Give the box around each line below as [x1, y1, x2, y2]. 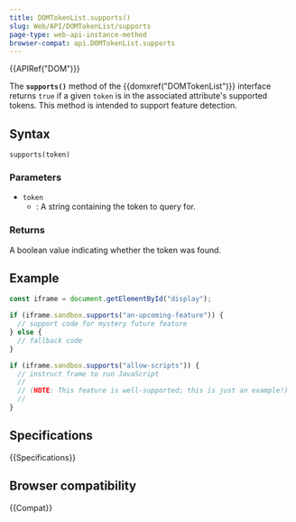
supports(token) [9, 150, 70, 159]
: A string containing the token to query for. [35, 201, 196, 213]
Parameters [9, 171, 61, 184]
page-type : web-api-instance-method [9, 30, 147, 39]
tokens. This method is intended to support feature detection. [9, 100, 237, 111]
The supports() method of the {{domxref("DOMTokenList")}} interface [9, 81, 272, 91]
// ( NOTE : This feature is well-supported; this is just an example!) [17, 386, 289, 395]
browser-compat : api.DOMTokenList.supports [9, 38, 176, 48]
